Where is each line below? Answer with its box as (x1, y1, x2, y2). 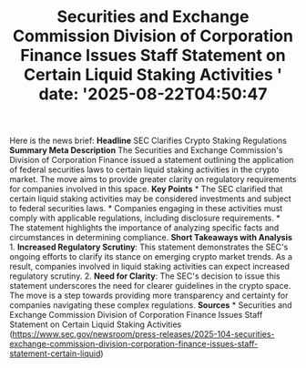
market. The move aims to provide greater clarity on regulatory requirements (9, 174, 297, 185)
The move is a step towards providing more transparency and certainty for (9, 290, 289, 302)
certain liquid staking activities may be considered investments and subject (9, 193, 291, 204)
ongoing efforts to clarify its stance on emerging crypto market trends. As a (9, 251, 293, 262)
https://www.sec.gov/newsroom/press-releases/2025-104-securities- (12, 329, 275, 340)
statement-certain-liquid (9, 348, 101, 359)
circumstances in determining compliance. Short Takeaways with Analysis (9, 232, 293, 243)
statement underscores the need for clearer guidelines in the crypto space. (9, 281, 291, 291)
